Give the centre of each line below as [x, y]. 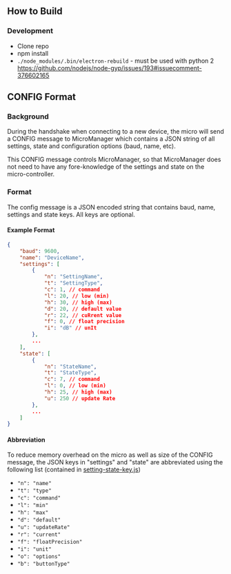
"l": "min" [33, 506]
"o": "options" [39, 557]
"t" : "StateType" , [70, 373]
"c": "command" [39, 498]
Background [28, 116]
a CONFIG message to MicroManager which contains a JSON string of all [111, 139]
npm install [33, 53]
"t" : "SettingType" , [73, 283]
